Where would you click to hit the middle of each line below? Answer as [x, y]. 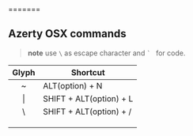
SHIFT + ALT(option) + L [88, 98]
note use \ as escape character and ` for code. [106, 53]
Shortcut [88, 72]
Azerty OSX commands [67, 34]
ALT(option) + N [73, 85]
